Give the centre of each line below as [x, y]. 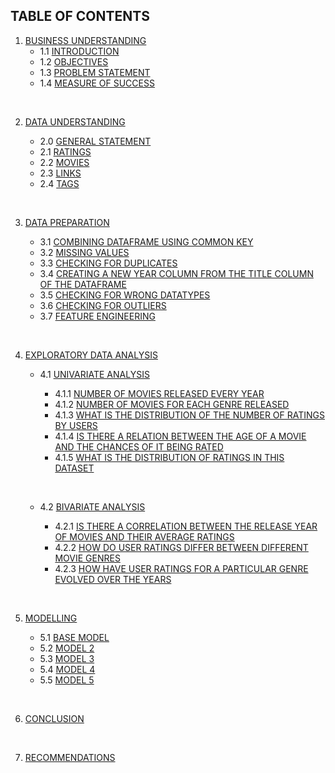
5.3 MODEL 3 [67, 658]
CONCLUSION [54, 718]
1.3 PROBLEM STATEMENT [95, 72]
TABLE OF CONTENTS [80, 16]
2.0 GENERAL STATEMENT [95, 141]
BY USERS [76, 425]
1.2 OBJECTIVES [74, 61]
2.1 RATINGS [65, 151]
